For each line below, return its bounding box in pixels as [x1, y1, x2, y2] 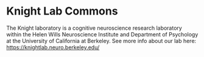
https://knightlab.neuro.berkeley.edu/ [6, 44, 100, 51]
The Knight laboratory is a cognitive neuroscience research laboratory [6, 24, 183, 32]
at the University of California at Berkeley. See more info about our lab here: [6, 37, 197, 44]
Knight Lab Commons [6, 4, 118, 18]
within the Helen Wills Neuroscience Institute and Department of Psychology [6, 30, 199, 38]
